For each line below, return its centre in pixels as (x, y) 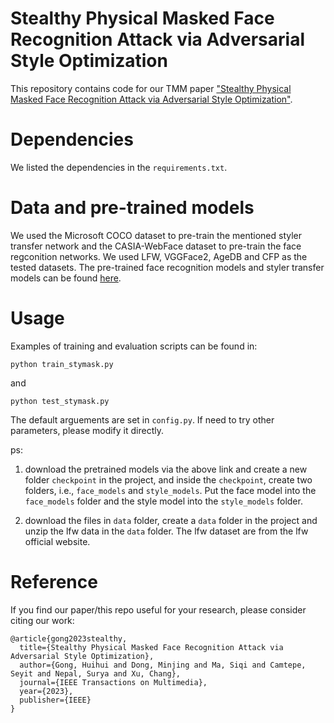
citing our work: (42, 620)
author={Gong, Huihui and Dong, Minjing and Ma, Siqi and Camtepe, (163, 665)
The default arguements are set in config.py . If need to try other (142, 419)
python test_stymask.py (60, 401)
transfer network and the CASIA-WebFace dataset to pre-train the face (156, 246)
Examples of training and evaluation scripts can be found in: (134, 346)
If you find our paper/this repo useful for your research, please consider (158, 609)
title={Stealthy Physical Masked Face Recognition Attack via (151, 647)
